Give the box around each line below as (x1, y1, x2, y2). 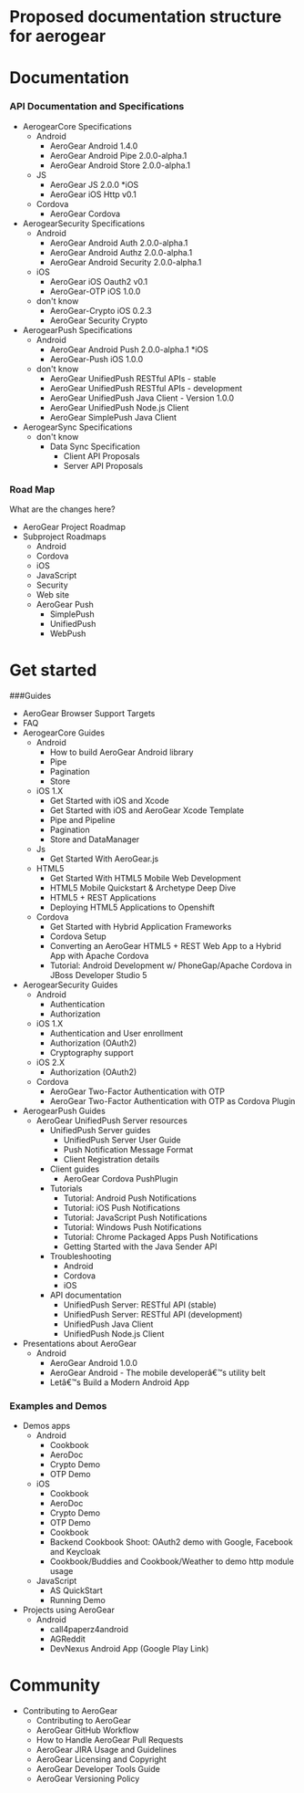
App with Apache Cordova (49, 950, 149, 961)
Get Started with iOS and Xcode (49, 795, 170, 806)
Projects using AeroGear (22, 1604, 116, 1616)
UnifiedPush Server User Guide (63, 1134, 182, 1145)
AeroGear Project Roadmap (22, 521, 126, 532)
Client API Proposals (63, 450, 140, 462)
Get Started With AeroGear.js (49, 853, 159, 864)
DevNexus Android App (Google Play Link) (49, 1643, 209, 1654)
